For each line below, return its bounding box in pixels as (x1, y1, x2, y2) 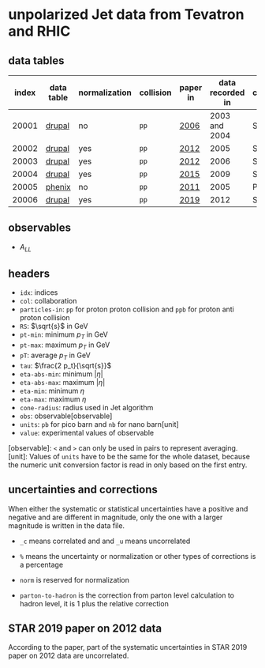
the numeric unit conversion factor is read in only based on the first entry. (8, 460, 248, 470)
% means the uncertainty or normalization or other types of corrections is (19, 551, 256, 560)
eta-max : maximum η (19, 394, 87, 404)
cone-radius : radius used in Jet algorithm (19, 402, 154, 412)
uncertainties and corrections (8, 483, 158, 496)
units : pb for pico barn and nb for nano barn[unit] (19, 419, 179, 428)
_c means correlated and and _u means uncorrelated (19, 536, 191, 545)
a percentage (19, 560, 64, 569)
